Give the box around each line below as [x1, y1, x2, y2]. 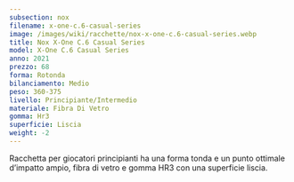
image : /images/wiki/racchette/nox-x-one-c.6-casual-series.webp [9, 29, 257, 38]
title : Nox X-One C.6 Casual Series [9, 37, 145, 47]
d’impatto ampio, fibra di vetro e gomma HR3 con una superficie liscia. [9, 162, 268, 173]
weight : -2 [9, 129, 50, 138]
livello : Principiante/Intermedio [9, 95, 138, 105]
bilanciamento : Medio [9, 79, 90, 88]
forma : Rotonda [9, 71, 66, 80]
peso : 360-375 [9, 87, 62, 96]
